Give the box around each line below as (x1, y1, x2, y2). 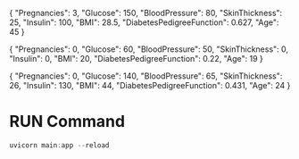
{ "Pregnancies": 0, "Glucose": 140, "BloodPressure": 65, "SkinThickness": (9, 71, 283, 81)
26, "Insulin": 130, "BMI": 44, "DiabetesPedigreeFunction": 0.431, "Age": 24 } (9, 80, 291, 90)
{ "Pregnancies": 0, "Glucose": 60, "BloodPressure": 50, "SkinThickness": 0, (9, 44, 288, 54)
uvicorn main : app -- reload (9, 140, 110, 150)
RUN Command (9, 112, 126, 132)
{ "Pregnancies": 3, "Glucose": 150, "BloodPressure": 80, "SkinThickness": (9, 8, 283, 18)
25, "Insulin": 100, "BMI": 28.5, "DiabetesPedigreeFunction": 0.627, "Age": (9, 17, 279, 28)
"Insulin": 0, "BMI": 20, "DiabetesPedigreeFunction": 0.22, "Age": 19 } (9, 54, 263, 63)
